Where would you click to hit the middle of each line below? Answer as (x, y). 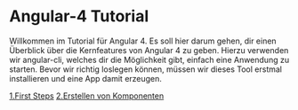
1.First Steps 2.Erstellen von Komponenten (87, 96)
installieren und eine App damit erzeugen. (86, 78)
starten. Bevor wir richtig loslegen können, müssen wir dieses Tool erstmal (146, 69)
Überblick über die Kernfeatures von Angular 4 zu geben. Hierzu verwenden (149, 50)
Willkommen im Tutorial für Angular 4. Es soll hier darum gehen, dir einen (143, 41)
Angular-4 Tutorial (79, 16)
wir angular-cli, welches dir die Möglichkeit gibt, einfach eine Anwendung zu (149, 59)
